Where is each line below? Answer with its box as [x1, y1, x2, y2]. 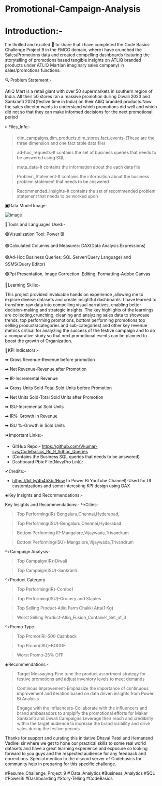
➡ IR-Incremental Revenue [5, 376, 58, 381]
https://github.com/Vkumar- [42, 443, 98, 449]
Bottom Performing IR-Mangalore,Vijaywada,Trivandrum [16, 530, 129, 536]
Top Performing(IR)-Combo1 [16, 586, 74, 592]
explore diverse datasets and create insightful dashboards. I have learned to [5, 297, 157, 303]
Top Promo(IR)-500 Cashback [16, 633, 77, 639]
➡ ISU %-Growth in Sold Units [5, 423, 65, 428]
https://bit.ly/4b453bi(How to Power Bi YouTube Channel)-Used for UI [12, 478, 151, 484]
